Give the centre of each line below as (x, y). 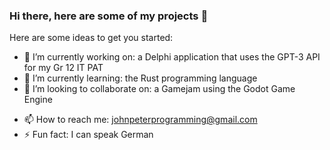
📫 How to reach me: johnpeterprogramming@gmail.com (140, 120)
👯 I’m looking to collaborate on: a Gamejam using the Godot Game (159, 89)
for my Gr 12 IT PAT (63, 68)
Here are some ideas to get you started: (91, 38)
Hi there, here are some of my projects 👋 (109, 16)
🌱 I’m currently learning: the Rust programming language (140, 78)
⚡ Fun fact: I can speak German (88, 135)
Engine (38, 100)
